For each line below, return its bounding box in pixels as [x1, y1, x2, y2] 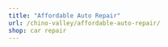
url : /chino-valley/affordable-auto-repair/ [8, 19, 161, 27]
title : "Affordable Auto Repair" [8, 11, 121, 20]
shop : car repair [8, 26, 67, 34]
